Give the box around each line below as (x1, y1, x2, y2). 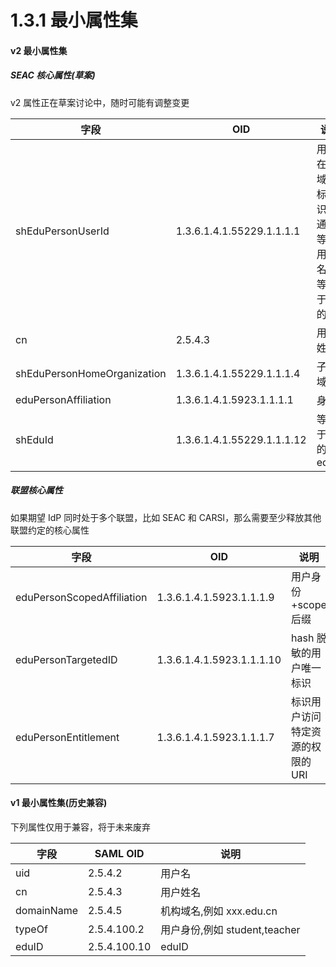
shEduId (15, 432, 54, 446)
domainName (15, 903, 79, 917)
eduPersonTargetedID (15, 652, 118, 666)
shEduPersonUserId (15, 224, 110, 238)
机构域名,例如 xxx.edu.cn (160, 904, 278, 918)
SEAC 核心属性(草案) (10, 69, 96, 81)
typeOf (15, 922, 48, 936)
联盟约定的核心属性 (10, 524, 90, 536)
